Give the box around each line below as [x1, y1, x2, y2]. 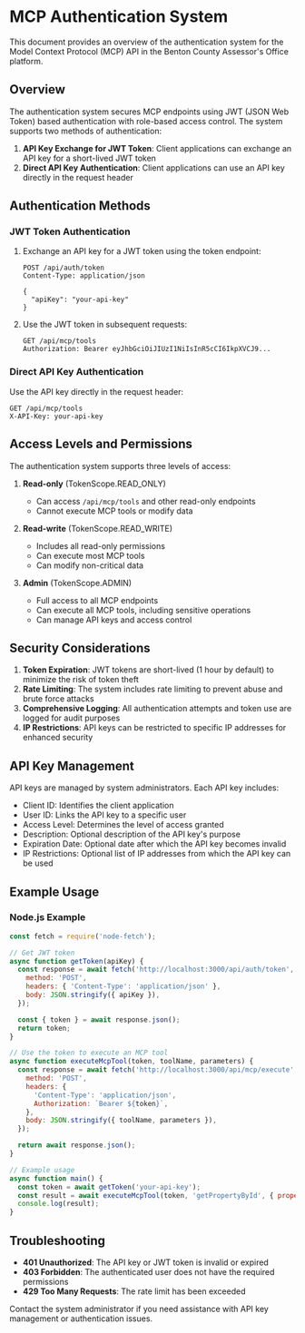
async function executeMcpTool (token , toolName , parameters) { [9, 1057, 254, 1066]
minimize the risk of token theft [22, 674, 139, 685]
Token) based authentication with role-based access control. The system [9, 115, 283, 126]
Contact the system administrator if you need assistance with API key [9, 1304, 270, 1315]
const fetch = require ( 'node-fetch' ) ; [9, 932, 156, 941]
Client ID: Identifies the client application [22, 800, 174, 811]
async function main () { [9, 1173, 103, 1183]
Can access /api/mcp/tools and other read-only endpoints [35, 495, 256, 506]
